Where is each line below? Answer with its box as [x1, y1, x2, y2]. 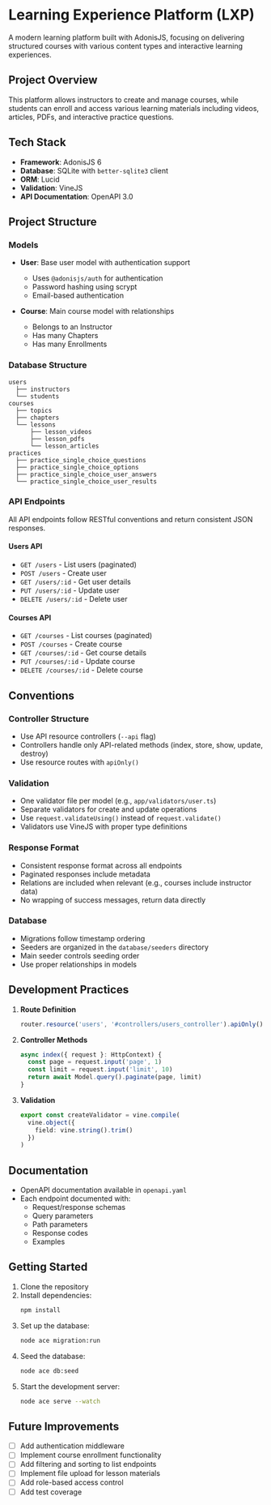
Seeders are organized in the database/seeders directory [19, 942, 209, 952]
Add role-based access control [19, 1477, 124, 1487]
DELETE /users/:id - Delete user [19, 594, 128, 604]
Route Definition [19, 1004, 77, 1014]
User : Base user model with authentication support [19, 258, 191, 268]
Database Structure [8, 359, 87, 371]
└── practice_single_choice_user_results [15, 477, 158, 486]
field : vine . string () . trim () [35, 1126, 133, 1134]
